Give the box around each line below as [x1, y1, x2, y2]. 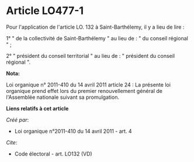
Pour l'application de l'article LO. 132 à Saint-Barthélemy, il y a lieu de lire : [6, 23, 185, 30]
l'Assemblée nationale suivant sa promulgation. [6, 94, 120, 101]
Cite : [6, 139, 18, 146]
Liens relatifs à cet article [6, 105, 69, 112]
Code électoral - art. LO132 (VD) [14, 150, 92, 157]
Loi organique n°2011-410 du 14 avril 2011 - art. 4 [14, 127, 133, 135]
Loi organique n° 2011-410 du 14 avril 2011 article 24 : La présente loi [6, 81, 171, 88]
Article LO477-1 [6, 4, 84, 18]
